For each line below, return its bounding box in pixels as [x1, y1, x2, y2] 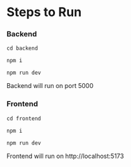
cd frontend [6, 115, 41, 122]
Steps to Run [6, 4, 82, 20]
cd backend [6, 45, 38, 52]
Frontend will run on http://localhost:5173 [6, 152, 125, 160]
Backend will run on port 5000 [6, 82, 94, 90]
